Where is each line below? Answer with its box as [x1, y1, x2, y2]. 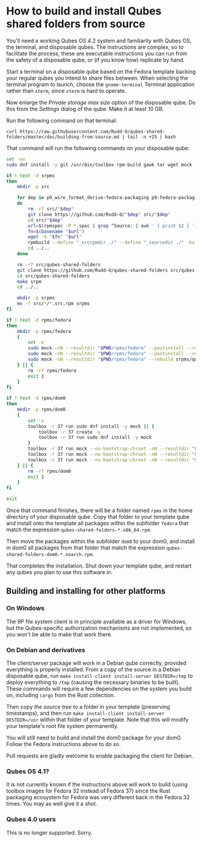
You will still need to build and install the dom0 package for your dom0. [6, 734, 182, 741]
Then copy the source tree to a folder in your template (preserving [6, 703, 170, 711]
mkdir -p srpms [17, 295, 55, 301]
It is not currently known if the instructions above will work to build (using [6, 781, 188, 788]
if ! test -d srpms [6, 173, 55, 179]
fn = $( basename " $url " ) [28, 228, 85, 235]
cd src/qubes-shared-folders [17, 273, 90, 279]
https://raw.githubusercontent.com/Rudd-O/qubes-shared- [19, 128, 165, 135]
